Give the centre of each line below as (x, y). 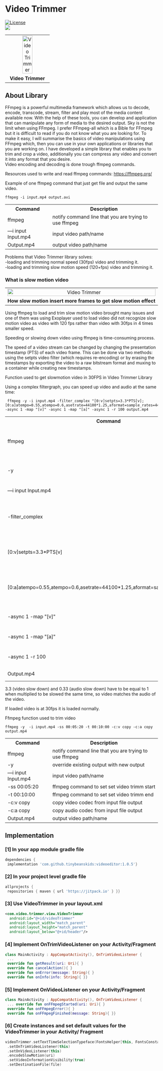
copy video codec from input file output (98, 803)
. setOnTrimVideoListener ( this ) (39, 1046)
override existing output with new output (98, 765)
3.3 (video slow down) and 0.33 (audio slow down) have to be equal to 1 (77, 689)
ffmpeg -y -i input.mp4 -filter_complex (49, 401)
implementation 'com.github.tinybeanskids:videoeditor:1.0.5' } (72, 864)
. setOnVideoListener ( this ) (34, 1051)
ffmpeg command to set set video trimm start (104, 787)
